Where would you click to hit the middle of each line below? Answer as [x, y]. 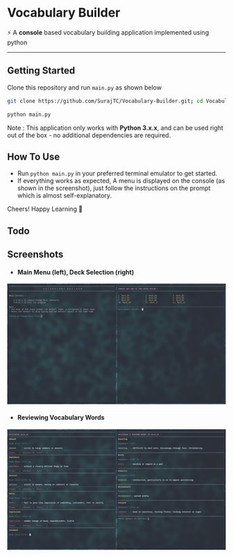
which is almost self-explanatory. [64, 196]
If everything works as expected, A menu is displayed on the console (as [121, 181]
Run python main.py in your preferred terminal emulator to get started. [117, 173]
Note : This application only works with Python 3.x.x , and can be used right [115, 128]
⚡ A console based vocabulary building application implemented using [108, 32]
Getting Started [41, 71]
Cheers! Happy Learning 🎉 [45, 209]
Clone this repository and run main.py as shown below [84, 87]
